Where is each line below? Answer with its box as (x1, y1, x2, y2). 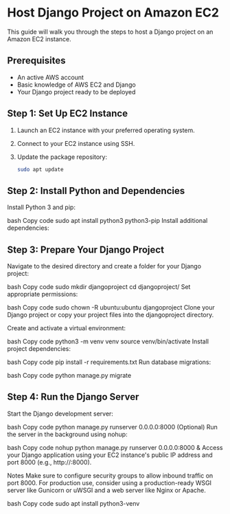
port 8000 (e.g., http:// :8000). (7, 458, 92, 466)
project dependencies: (7, 345, 71, 353)
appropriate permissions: (7, 290, 78, 299)
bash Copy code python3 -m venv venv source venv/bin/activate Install (7, 337, 209, 345)
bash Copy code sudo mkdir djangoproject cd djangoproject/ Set (7, 283, 191, 291)
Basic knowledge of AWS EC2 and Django (16, 81, 136, 89)
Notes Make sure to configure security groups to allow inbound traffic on (7, 471, 214, 480)
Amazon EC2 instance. (7, 34, 72, 43)
